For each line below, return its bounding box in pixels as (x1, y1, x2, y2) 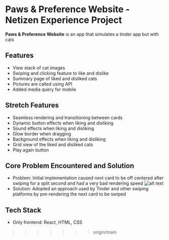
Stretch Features (5, 101, 59, 110)
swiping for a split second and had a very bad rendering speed (12, 180, 143, 186)
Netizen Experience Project (5, 14, 122, 26)
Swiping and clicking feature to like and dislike (12, 70, 109, 76)
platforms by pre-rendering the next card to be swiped (12, 191, 126, 197)
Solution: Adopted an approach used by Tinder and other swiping (12, 186, 149, 192)
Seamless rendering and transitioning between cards (12, 114, 123, 120)
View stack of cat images (12, 64, 66, 71)
